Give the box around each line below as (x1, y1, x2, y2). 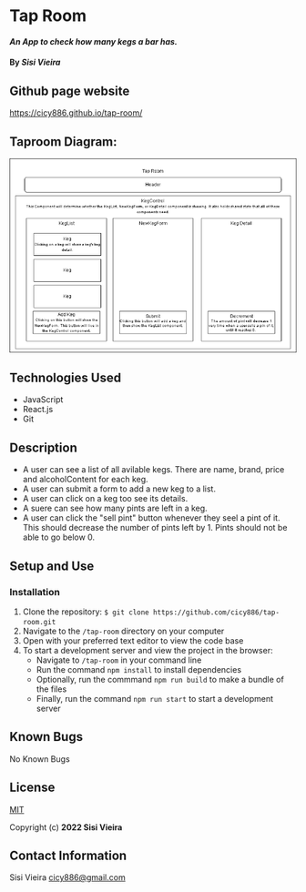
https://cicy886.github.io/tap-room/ (9, 107, 143, 118)
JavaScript (22, 394, 64, 405)
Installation (9, 585, 61, 598)
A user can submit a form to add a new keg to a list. (22, 483, 217, 494)
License (9, 780, 56, 796)
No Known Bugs (9, 753, 70, 765)
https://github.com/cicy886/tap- (153, 607, 280, 617)
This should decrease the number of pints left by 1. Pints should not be (22, 522, 288, 533)
